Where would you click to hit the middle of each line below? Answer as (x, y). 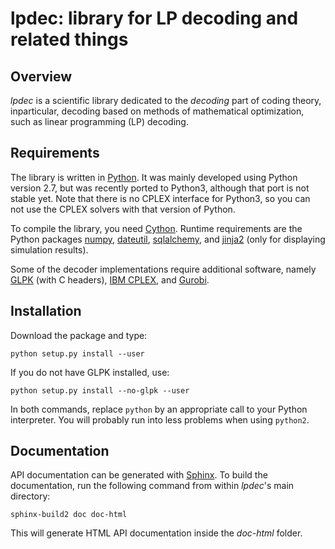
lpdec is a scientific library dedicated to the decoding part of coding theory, (166, 100)
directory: (30, 496)
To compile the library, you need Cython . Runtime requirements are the (156, 228)
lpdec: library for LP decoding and (154, 18)
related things (69, 39)
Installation (46, 311)
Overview (41, 76)
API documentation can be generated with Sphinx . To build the (139, 475)
